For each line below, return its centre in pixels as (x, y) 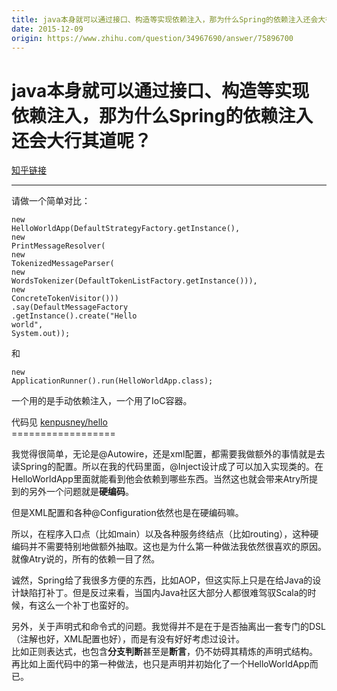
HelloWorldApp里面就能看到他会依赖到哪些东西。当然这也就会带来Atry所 (160, 479)
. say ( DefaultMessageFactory (70, 307)
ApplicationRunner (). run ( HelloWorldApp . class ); (112, 381)
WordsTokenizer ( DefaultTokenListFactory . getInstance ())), (134, 281)
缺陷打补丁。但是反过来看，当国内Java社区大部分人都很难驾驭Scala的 (163, 593)
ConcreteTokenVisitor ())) (65, 299)
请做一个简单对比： (51, 201)
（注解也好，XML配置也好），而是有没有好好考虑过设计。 (128, 639)
